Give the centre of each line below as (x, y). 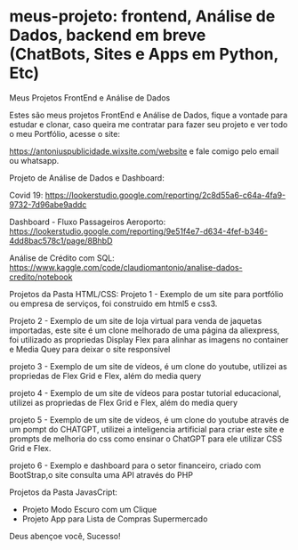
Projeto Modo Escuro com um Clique (89, 509)
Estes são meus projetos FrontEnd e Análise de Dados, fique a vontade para (149, 115)
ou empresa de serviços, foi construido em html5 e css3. (113, 303)
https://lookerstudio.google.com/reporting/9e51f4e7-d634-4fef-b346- (139, 231)
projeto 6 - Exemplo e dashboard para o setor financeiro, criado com (135, 465)
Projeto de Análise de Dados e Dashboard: (87, 178)
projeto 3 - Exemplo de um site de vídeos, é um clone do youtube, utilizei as (148, 366)
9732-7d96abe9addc (48, 204)
